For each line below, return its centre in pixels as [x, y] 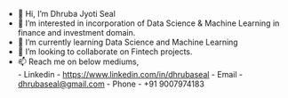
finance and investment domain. [76, 33]
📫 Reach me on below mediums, [78, 61]
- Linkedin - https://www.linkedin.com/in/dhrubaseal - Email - [130, 74]
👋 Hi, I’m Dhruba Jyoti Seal [66, 14]
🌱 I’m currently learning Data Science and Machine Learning [128, 42]
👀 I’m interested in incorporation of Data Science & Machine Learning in [148, 23]
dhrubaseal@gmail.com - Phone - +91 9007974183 [111, 84]
